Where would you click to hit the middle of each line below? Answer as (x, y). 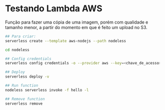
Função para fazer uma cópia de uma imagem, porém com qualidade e (77, 22)
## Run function (22, 86)
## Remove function (25, 99)
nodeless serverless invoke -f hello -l (47, 90)
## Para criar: (21, 36)
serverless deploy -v (27, 77)
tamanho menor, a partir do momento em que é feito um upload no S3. (76, 27)
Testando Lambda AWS (54, 9)
